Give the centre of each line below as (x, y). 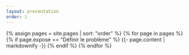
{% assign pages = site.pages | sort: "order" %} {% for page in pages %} (95, 33)
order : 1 (17, 17)
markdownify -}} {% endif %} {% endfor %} (59, 45)
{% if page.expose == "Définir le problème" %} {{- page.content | (86, 39)
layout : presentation (33, 11)
